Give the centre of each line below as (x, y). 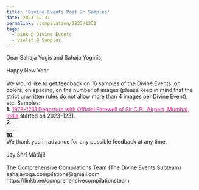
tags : (13, 29)
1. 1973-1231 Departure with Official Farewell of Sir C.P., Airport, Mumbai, (98, 109)
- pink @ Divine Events (42, 35)
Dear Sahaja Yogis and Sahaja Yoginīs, (54, 58)
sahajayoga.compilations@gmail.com (53, 174)
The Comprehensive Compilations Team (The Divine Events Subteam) (94, 167)
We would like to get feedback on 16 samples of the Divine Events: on (93, 83)
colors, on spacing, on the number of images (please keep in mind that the (100, 90)
